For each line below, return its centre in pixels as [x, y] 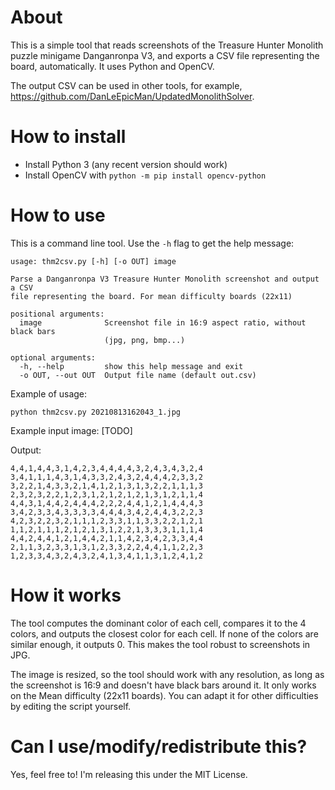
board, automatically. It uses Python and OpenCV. [112, 66]
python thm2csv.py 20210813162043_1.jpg [96, 412]
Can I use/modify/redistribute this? [159, 746]
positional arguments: [57, 314]
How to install [68, 137]
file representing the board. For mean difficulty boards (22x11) [151, 296]
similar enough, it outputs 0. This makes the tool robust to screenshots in [160, 644]
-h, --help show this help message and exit [131, 366]
